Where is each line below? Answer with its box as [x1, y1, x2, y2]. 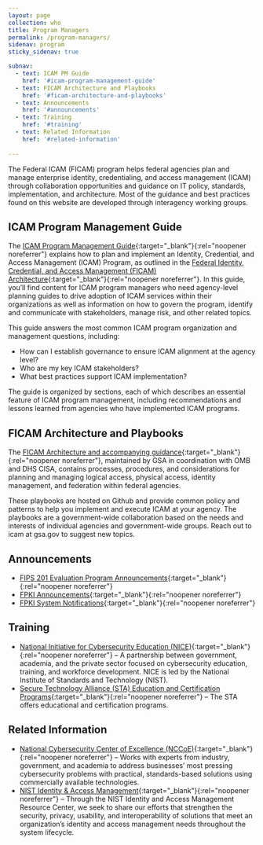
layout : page [8, 11, 51, 20]
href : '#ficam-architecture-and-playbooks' [22, 91, 167, 99]
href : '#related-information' [22, 135, 122, 143]
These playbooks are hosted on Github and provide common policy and [8, 496, 239, 505]
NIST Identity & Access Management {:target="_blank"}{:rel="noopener [19, 785, 250, 795]
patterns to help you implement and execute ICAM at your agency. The [8, 505, 237, 514]
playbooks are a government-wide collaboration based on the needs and [8, 513, 244, 523]
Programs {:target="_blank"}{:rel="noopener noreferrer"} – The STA [19, 692, 238, 701]
